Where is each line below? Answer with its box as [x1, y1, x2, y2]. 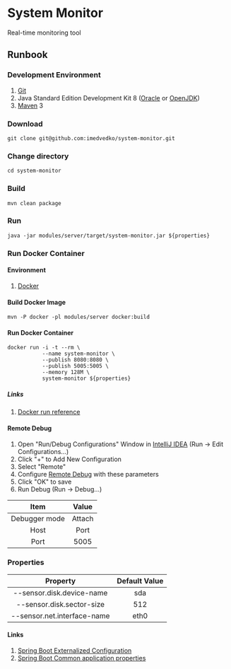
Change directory [7, 151, 69, 161]
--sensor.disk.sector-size [16, 599, 105, 609]
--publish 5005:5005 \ [42, 363, 109, 370]
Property [45, 576, 76, 586]
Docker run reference [17, 408, 81, 417]
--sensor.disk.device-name [13, 588, 108, 598]
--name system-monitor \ [42, 350, 115, 358]
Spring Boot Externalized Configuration [17, 646, 132, 655]
